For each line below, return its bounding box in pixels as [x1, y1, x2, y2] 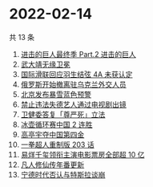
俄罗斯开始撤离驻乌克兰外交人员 [20, 79, 127, 89]
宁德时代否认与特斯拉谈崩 [20, 169, 106, 179]
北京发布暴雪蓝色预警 [20, 89, 91, 99]
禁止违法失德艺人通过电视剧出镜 [20, 100, 127, 109]
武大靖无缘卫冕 [20, 59, 70, 69]
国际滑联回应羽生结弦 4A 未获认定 [20, 69, 133, 79]
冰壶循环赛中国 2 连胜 [20, 120, 93, 129]
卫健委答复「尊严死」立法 [20, 109, 106, 119]
